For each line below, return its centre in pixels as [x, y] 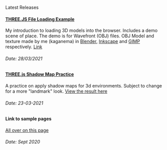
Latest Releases [22, 7]
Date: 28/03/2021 [24, 58]
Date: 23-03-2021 [24, 103]
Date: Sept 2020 [23, 142]
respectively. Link [24, 47]
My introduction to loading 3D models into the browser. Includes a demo [81, 31]
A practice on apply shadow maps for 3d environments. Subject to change [84, 86]
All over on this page [27, 130]
